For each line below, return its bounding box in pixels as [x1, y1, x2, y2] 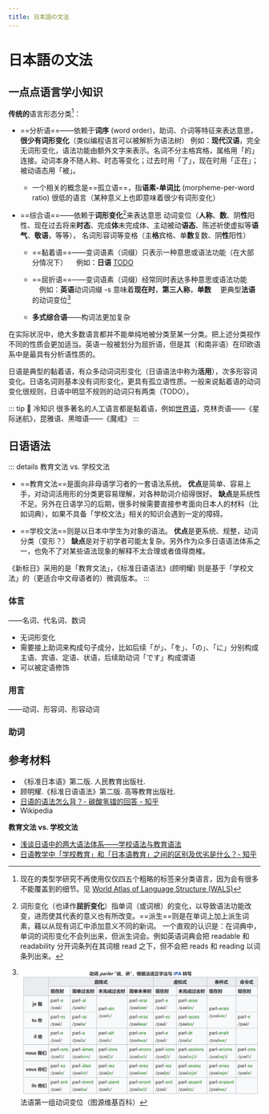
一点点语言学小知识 [8, 85, 103, 100]
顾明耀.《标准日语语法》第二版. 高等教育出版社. [19, 786, 176, 796]
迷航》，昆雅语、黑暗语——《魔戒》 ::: [14, 414, 140, 423]
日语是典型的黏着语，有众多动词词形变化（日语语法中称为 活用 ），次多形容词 [8, 366, 258, 376]
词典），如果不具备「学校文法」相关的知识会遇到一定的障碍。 [26, 509, 227, 519]
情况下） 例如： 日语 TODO [38, 257, 134, 267]
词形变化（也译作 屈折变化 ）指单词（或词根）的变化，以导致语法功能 [19, 900, 245, 911]
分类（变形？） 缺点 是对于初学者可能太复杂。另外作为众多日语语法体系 [19, 537, 254, 546]
